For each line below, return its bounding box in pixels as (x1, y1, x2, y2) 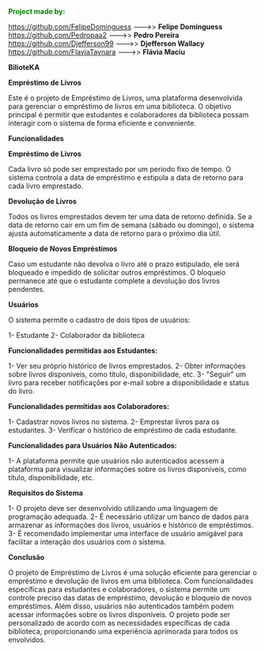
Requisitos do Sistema (8, 488, 83, 498)
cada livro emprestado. (8, 181, 84, 191)
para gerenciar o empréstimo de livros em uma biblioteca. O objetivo (8, 102, 232, 111)
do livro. (8, 387, 36, 396)
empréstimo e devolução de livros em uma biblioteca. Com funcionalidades (8, 577, 254, 585)
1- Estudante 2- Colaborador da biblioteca (8, 331, 145, 339)
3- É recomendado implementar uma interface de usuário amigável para (8, 529, 244, 538)
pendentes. (8, 285, 46, 293)
